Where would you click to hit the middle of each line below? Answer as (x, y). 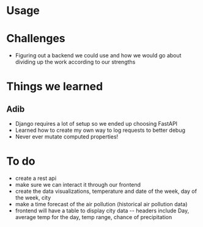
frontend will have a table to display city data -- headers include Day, (102, 211)
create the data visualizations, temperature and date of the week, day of (106, 191)
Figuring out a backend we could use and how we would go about (98, 56)
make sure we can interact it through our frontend (78, 185)
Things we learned (55, 87)
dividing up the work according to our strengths (75, 62)
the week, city (33, 198)
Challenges (36, 39)
